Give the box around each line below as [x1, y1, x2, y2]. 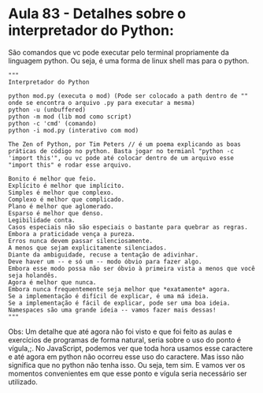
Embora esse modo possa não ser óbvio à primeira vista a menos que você [8, 264, 256, 272]
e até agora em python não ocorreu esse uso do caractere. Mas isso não [8, 352, 244, 361]
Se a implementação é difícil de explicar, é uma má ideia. [8, 292, 210, 300]
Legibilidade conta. [8, 216, 76, 224]
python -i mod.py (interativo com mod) [8, 126, 139, 134]
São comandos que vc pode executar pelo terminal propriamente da [8, 47, 230, 57]
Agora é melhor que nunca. [8, 278, 97, 286]
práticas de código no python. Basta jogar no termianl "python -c [8, 147, 235, 155]
